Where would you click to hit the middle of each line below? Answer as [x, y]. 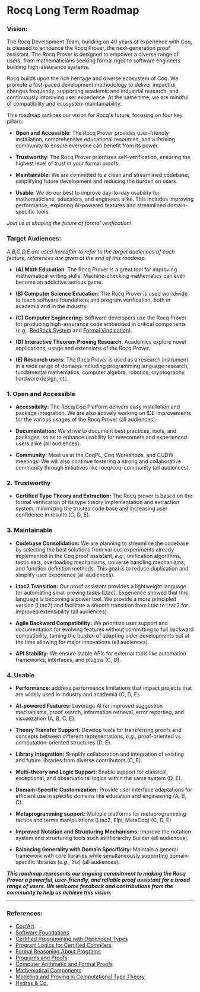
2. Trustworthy [29, 483]
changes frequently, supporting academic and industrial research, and [93, 91]
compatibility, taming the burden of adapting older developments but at [102, 635]
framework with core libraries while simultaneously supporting [92, 855]
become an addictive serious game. [59, 282]
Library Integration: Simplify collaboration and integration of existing [100, 754]
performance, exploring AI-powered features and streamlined [91, 205]
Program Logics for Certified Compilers [64, 945]
